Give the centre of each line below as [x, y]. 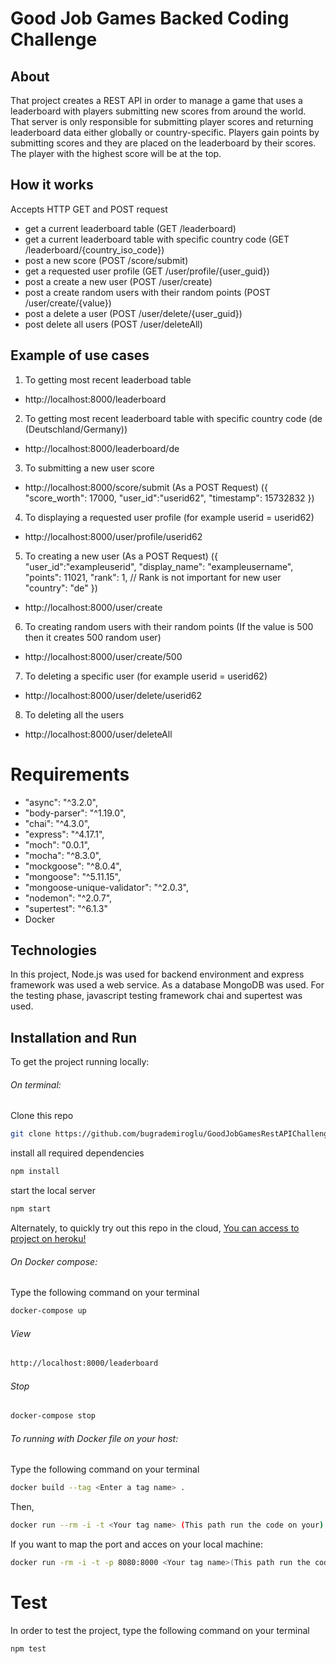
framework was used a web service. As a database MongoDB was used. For [167, 985]
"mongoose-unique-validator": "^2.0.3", [107, 887]
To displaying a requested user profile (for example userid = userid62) [169, 517]
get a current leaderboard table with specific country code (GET [157, 239]
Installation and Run [74, 1037]
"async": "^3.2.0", [61, 802]
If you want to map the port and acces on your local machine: [136, 1544]
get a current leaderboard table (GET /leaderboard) [130, 228]
